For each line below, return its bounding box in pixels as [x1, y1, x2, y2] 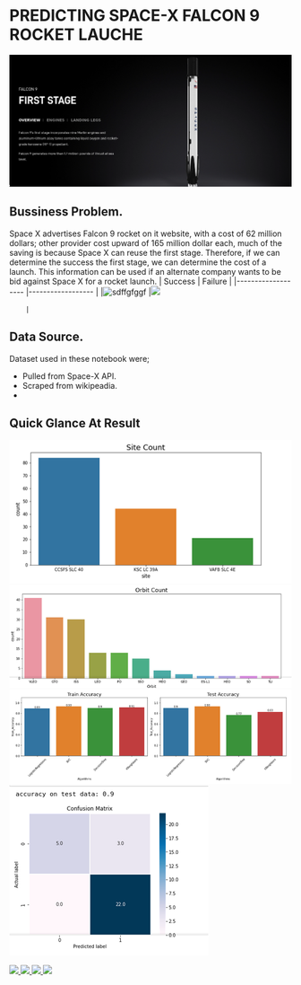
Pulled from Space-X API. [21, 370, 116, 382]
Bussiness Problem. [9, 204, 124, 220]
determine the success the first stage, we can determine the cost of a [9, 257, 267, 268]
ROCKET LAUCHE [9, 24, 143, 45]
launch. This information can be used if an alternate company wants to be [9, 266, 282, 277]
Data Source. [9, 330, 83, 345]
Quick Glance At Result [9, 415, 141, 431]
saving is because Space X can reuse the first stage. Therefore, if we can [9, 247, 280, 258]
